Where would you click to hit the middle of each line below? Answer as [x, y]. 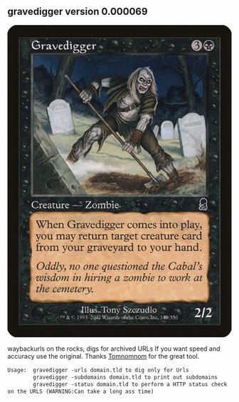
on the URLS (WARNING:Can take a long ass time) [81, 391]
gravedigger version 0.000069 [78, 12]
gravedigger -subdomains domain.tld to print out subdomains [126, 377]
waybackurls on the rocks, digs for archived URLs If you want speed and [114, 349]
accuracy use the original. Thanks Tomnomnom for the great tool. [103, 356]
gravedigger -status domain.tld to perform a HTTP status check [130, 384]
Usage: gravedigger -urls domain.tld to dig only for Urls [99, 370]
